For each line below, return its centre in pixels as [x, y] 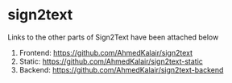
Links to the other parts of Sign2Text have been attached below [113, 37]
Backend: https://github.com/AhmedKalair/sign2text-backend [121, 69]
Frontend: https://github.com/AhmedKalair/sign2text [106, 52]
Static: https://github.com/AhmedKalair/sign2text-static [111, 61]
